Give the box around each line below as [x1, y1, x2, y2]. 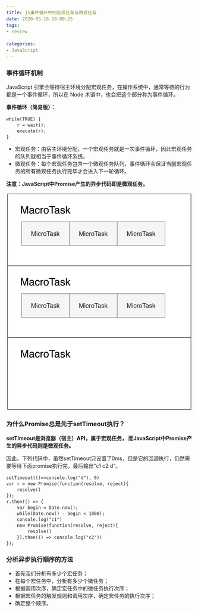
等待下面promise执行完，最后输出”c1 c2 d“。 [11, 462, 121, 469]
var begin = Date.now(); [17, 504, 78, 511]
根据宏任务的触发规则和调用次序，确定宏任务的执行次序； [14, 592, 156, 599]
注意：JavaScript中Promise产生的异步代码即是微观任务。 [6, 181, 149, 188]
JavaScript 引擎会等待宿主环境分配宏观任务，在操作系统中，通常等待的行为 [6, 83, 190, 91]
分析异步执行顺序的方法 [6, 555, 73, 563]
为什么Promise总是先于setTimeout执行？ [6, 420, 125, 428]
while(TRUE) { [6, 116, 42, 122]
